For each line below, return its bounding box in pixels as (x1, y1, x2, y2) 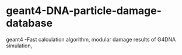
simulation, (6, 42, 33, 49)
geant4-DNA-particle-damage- (6, 4, 162, 18)
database (6, 16, 53, 30)
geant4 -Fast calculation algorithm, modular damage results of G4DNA (6, 36, 176, 43)
